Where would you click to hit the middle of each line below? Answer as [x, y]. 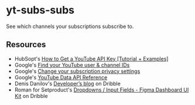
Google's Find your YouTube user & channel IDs [72, 65]
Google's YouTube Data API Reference [61, 77]
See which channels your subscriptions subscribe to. [70, 26]
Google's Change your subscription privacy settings [77, 71]
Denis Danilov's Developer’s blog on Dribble [68, 83]
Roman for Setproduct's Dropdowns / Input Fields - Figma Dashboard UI [102, 90]
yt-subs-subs [40, 10]
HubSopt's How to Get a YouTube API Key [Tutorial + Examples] [91, 58]
